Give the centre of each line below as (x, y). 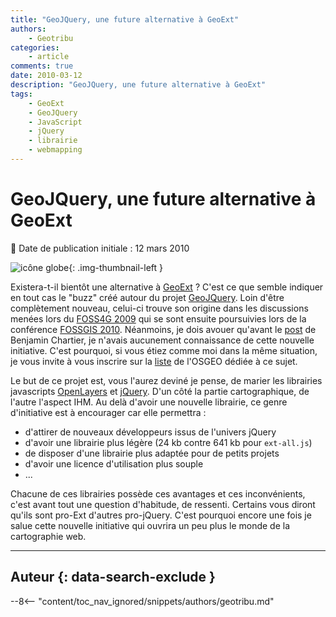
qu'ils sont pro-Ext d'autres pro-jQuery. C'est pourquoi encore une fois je (161, 515)
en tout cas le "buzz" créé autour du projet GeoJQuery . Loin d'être (147, 297)
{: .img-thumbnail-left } (115, 267)
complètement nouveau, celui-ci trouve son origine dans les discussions (159, 308)
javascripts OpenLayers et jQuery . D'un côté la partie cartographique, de (160, 391)
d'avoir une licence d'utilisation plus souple (114, 463)
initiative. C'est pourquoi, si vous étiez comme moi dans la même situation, (164, 350)
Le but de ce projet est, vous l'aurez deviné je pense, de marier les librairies (166, 380)
